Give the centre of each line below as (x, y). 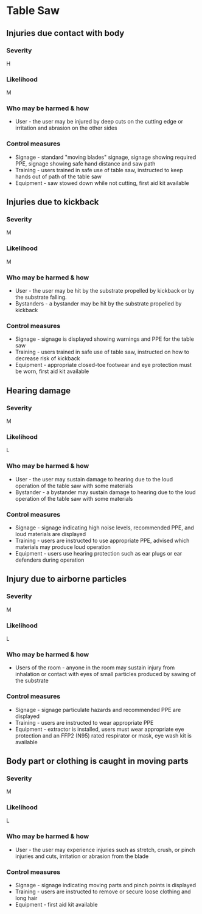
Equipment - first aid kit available (56, 905)
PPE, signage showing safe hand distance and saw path (85, 163)
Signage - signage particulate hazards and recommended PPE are (98, 710)
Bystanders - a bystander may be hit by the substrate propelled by (98, 304)
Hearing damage (39, 390)
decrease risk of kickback (47, 358)
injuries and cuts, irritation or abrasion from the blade (82, 856)
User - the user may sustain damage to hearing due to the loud (94, 479)
